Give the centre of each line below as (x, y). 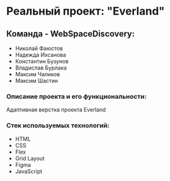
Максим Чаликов (37, 74)
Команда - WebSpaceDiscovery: (71, 34)
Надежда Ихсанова (41, 55)
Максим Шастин (37, 81)
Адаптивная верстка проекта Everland (56, 110)
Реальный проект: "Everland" (86, 11)
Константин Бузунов (42, 61)
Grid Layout (30, 158)
